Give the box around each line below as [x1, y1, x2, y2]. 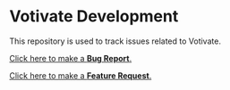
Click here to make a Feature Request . [9, 70, 152, 81]
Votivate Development [9, 6, 179, 27]
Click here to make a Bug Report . [9, 53, 132, 63]
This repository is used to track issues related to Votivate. [9, 36, 222, 46]
